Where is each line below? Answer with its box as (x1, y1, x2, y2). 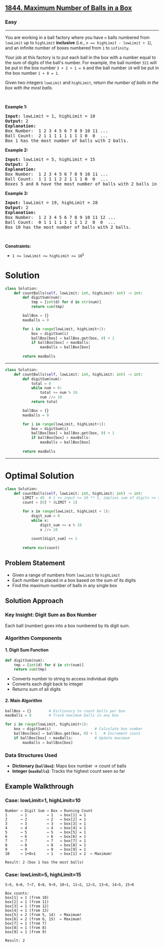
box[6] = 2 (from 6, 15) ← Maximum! (5, 917, 82, 921)
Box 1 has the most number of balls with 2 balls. (5, 137, 129, 143)
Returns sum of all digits (12, 686, 61, 692)
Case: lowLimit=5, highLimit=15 (5, 871, 82, 878)
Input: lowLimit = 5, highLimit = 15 (5, 157, 96, 162)
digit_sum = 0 (31, 514, 60, 518)
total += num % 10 (40, 390, 78, 395)
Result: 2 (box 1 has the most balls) (5, 860, 84, 865)
